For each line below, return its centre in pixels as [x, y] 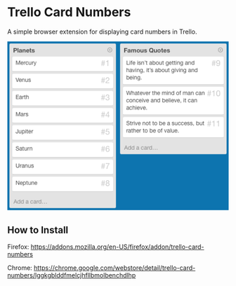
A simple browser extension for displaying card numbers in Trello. [103, 32]
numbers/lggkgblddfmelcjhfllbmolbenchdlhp [72, 275]
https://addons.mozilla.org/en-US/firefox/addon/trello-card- [118, 247]
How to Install [38, 230]
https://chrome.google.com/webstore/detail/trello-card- [115, 268]
